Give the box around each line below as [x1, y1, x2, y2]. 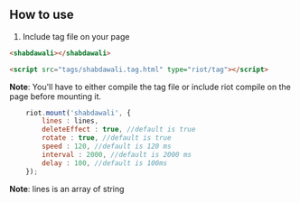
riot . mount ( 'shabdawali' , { [25, 108, 131, 117]
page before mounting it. [9, 90, 102, 102]
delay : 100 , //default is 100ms [42, 158, 168, 168]
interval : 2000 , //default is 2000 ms [42, 150, 192, 159]
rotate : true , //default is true [42, 134, 172, 143]
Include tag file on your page [22, 31, 130, 42]
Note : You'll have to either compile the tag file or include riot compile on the [9, 81, 291, 92]
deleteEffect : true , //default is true [42, 125, 196, 134]
